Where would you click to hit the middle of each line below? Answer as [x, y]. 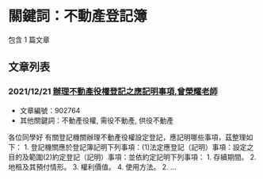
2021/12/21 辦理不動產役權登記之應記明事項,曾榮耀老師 [113, 92]
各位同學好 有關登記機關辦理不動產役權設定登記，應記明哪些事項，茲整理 [127, 137]
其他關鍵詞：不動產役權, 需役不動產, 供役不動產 [97, 120]
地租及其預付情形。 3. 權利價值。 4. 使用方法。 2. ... [92, 166]
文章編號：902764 [50, 110]
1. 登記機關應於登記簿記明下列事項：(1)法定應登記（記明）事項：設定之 [139, 147]
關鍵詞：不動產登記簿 [78, 16]
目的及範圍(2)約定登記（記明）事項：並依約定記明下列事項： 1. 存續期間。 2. [132, 157]
